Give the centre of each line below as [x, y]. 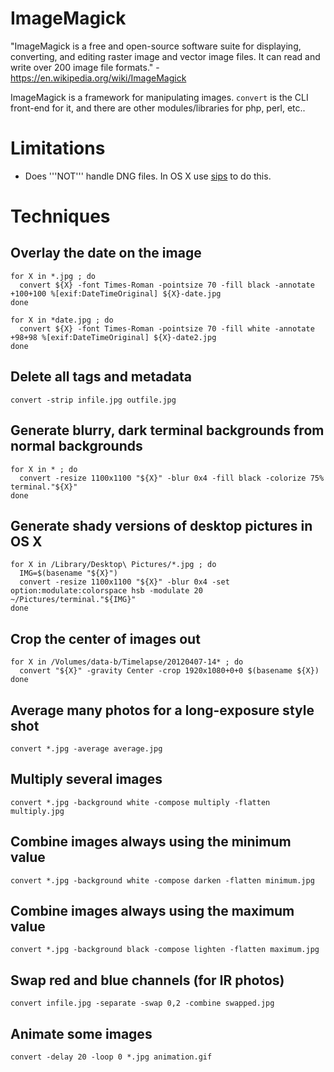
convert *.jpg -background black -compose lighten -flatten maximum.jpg [165, 950]
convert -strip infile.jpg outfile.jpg [93, 400]
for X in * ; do [44, 469]
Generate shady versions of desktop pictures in [161, 525]
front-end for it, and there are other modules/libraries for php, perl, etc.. [158, 108]
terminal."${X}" [44, 487]
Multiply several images [86, 779]
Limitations [58, 148]
